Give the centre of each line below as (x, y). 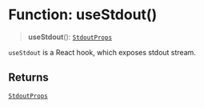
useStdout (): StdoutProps (70, 37)
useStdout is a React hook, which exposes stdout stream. (102, 52)
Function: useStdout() (83, 15)
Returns (29, 78)
